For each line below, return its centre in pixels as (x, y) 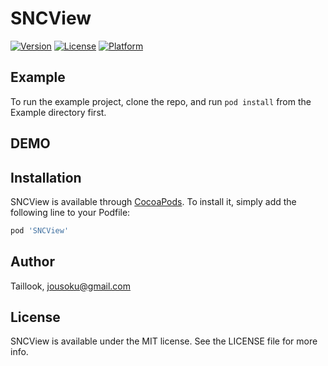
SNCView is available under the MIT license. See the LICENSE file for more (164, 341)
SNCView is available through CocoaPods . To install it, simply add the (153, 201)
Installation (46, 177)
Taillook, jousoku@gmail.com (71, 286)
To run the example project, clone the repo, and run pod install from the (161, 101)
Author (32, 262)
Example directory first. (58, 112)
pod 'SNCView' (40, 230)
